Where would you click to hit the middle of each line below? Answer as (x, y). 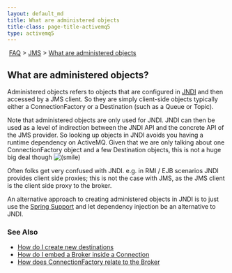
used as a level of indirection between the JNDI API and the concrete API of (116, 128)
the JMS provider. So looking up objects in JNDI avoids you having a (105, 135)
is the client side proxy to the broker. (60, 186)
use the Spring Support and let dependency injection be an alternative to (111, 207)
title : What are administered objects (63, 20)
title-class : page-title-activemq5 (59, 27)
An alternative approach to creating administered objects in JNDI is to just (113, 199)
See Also (23, 232)
